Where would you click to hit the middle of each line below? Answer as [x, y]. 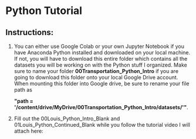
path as [23, 90]
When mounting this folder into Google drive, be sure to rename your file [102, 84]
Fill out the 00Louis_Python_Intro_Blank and [67, 119]
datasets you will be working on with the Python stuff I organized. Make [100, 65]
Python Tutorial [44, 11]
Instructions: [30, 32]
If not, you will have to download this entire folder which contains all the [101, 59]
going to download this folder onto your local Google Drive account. [96, 77]
